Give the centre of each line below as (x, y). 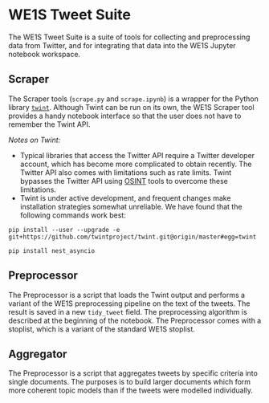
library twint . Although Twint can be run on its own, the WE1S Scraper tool (131, 107)
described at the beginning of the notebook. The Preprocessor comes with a (135, 320)
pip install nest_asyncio (51, 250)
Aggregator (38, 354)
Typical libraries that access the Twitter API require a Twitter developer (137, 155)
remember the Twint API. (49, 124)
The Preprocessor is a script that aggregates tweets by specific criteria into (133, 373)
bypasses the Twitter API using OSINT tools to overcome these (124, 181)
